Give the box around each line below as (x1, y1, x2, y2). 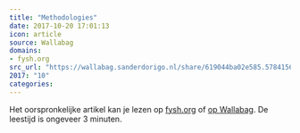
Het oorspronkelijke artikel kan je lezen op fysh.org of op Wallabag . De (9, 104, 269, 114)
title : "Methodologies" (9, 12, 98, 22)
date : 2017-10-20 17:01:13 (9, 21, 110, 30)
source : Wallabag (9, 37, 74, 47)
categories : (9, 79, 54, 88)
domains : (9, 46, 42, 55)
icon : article (9, 29, 62, 38)
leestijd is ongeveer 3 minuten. (9, 113, 122, 124)
